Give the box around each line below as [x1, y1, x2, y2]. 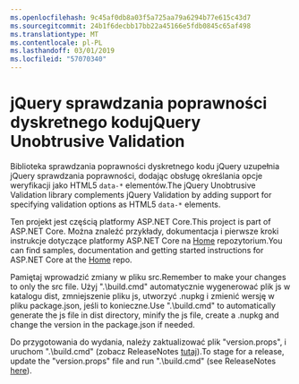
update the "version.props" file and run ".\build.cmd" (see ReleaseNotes [10, 355, 277, 366]
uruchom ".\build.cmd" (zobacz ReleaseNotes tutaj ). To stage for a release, [10, 346, 285, 356]
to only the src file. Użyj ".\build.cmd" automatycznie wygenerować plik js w [10, 281, 291, 292]
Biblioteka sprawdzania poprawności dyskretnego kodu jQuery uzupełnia [10, 160, 280, 171]
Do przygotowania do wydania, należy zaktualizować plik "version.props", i [10, 337, 287, 347]
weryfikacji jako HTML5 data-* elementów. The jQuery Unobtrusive [10, 180, 256, 191]
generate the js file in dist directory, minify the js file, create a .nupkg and [10, 310, 280, 320]
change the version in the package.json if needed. [10, 319, 195, 329]
